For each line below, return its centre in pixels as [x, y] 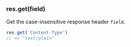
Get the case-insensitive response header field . [66, 22]
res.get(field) [26, 9]
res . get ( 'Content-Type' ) [37, 33]
